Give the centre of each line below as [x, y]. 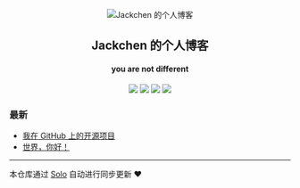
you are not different [150, 69]
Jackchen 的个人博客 [150, 46]
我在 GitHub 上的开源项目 [69, 135]
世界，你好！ [46, 146]
